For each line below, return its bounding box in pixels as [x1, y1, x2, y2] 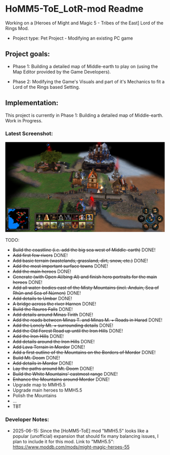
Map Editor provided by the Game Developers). [12, 69, 111, 75]
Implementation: [5, 99, 59, 107]
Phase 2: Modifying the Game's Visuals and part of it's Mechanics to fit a [12, 78, 165, 84]
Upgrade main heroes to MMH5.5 [12, 387, 82, 394]
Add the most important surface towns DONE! [12, 263, 109, 269]
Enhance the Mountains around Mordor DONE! [12, 376, 110, 382]
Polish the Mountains [12, 393, 57, 399]
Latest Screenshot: [5, 130, 53, 137]
